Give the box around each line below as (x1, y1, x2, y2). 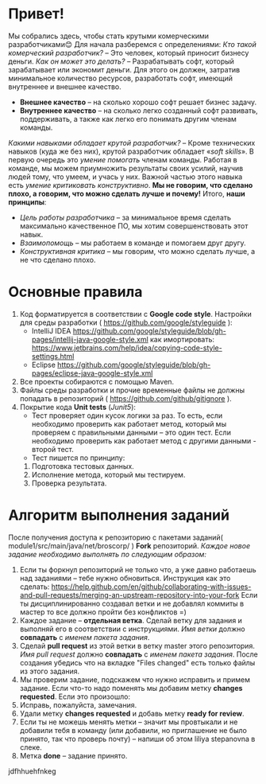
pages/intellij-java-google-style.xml (31, 334, 148, 344)
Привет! (8, 5, 65, 23)
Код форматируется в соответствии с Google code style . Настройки (19, 309, 252, 318)
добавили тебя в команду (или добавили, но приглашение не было (19, 725, 248, 735)
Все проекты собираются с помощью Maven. (19, 376, 175, 386)
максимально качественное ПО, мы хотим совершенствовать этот (19, 220, 249, 231)
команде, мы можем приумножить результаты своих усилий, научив (8, 163, 244, 173)
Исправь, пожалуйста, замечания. (19, 700, 137, 709)
